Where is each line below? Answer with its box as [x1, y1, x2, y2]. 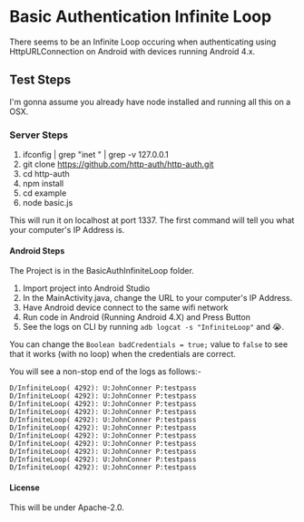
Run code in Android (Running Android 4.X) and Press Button [22, 312, 251, 323]
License [9, 482, 41, 493]
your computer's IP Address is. [9, 225, 125, 236]
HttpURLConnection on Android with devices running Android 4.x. [9, 45, 256, 56]
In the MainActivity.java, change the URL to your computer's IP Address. [22, 293, 293, 304]
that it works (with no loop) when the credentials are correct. [9, 349, 236, 360]
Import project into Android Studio [22, 283, 151, 294]
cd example [22, 188, 67, 198]
